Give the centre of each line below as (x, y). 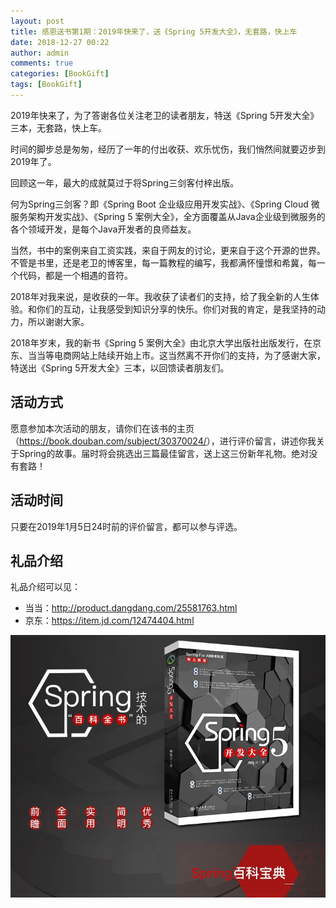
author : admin (40, 53)
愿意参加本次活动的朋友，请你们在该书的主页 (102, 428)
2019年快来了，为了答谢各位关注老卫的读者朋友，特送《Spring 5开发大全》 (165, 115)
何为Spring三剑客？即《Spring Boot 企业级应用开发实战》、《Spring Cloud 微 (165, 204)
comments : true (42, 63)
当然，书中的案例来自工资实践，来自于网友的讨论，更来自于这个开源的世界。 (168, 250)
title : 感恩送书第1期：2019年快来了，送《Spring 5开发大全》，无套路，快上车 (154, 31)
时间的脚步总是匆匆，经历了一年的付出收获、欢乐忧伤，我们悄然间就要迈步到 (168, 149)
